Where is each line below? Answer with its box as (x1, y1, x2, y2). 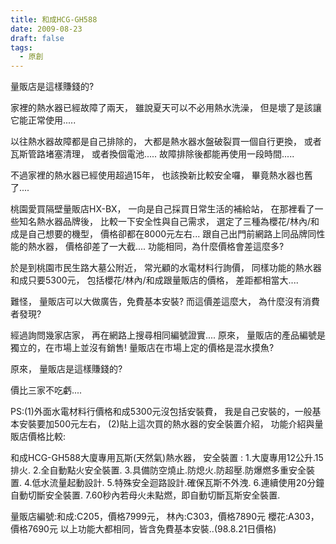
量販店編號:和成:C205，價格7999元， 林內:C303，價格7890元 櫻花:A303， (10, 511, 320, 523)
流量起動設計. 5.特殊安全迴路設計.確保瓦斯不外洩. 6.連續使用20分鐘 (49, 477, 325, 489)
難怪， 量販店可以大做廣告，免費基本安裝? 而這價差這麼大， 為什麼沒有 (10, 296, 303, 308)
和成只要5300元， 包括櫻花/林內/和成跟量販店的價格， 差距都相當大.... (10, 274, 299, 286)
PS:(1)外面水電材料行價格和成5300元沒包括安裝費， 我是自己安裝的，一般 (10, 406, 313, 418)
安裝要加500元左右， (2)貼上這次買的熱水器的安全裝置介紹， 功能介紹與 (18, 418, 315, 430)
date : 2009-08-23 (10, 24, 83, 34)
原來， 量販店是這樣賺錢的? (10, 363, 123, 375)
